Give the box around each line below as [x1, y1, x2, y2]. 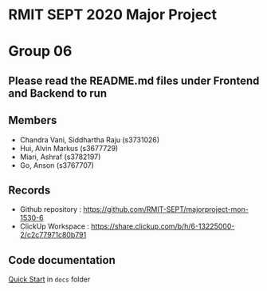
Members [8, 114, 57, 127]
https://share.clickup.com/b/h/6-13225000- [91, 221, 235, 231]
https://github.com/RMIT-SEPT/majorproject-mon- [83, 205, 249, 214]
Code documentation [8, 253, 116, 267]
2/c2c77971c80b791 [19, 230, 87, 240]
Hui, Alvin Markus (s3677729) [19, 143, 119, 153]
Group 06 [8, 42, 73, 61]
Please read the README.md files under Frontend [8, 74, 260, 87]
